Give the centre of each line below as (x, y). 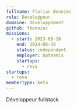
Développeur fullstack (33, 100)
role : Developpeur (28, 17)
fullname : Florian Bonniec (39, 11)
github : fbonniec (27, 28)
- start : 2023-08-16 (36, 39)
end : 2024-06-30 (36, 45)
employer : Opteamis (40, 55)
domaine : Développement (35, 22)
